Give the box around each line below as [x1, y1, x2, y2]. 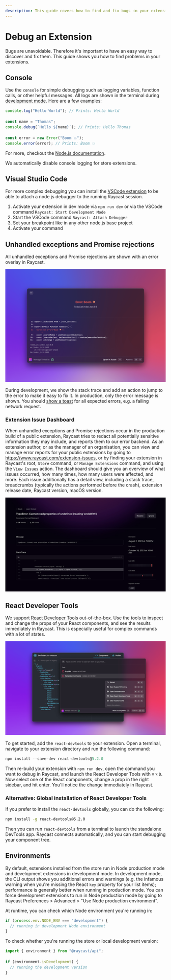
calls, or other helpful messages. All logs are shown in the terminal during [5, 92, 159, 99]
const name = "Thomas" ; [5, 119, 56, 125]
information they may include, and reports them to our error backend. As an [5, 438, 164, 445]
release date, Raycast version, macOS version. [5, 487, 103, 494]
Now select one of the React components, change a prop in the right [5, 776, 149, 782]
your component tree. [5, 836, 51, 843]
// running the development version [10, 965, 88, 970]
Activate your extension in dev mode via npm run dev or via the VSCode [12, 203, 163, 209]
